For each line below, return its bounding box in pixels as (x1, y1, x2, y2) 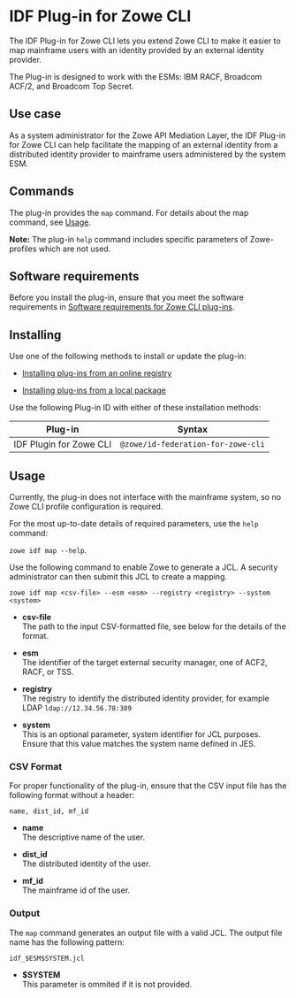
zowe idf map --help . (9, 545, 87, 555)
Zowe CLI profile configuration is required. (9, 502, 163, 511)
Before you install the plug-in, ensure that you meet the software (9, 292, 245, 303)
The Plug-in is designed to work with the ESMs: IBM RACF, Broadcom (9, 71, 262, 81)
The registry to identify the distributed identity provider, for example (21, 693, 269, 703)
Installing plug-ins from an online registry (21, 368, 172, 379)
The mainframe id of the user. (21, 885, 131, 895)
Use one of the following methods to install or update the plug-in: (9, 351, 247, 362)
